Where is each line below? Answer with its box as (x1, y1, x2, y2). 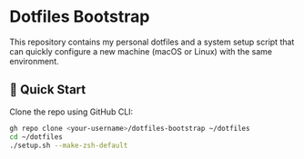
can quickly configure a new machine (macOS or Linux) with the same (9, 45, 273, 56)
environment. (9, 55, 59, 66)
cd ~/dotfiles (9, 132, 64, 142)
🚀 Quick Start (9, 82, 86, 97)
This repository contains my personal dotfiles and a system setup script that (9, 36, 295, 47)
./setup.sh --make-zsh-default (9, 141, 128, 150)
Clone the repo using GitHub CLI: (9, 106, 134, 117)
